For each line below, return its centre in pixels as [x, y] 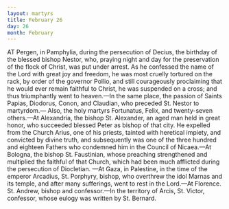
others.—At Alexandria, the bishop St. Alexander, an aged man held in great [114, 118]
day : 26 [18, 26]
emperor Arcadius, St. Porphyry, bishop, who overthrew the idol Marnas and [115, 177]
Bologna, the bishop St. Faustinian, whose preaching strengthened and [107, 155]
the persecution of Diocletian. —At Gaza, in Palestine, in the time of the [107, 169]
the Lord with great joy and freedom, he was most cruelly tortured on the [110, 74]
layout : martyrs [30, 13]
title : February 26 [35, 20]
